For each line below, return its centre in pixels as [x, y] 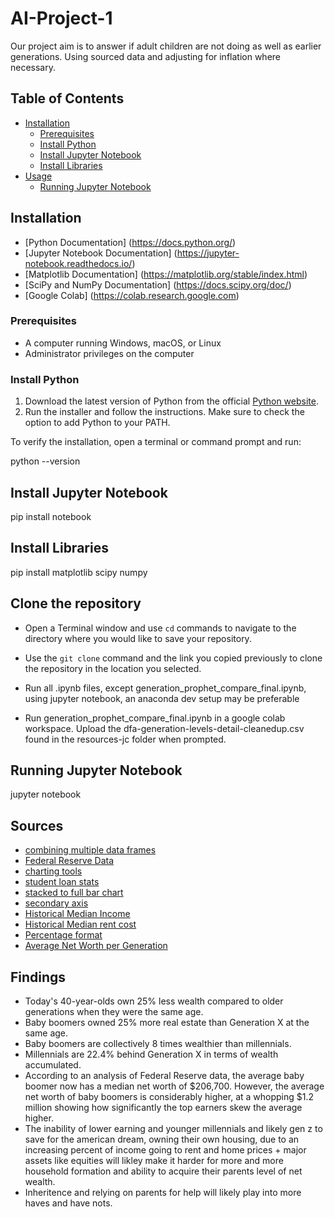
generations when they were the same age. [114, 1012]
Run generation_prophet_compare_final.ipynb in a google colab [155, 718]
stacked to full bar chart [74, 893]
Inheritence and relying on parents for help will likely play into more [163, 1193]
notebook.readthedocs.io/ [78, 263]
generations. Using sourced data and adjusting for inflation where [145, 56]
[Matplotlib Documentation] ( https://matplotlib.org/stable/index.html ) [166, 274]
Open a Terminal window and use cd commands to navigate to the [160, 628]
